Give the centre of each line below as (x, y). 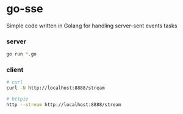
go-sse (25, 9)
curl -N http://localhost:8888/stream (56, 88)
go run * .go (21, 54)
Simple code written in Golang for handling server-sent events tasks (92, 26)
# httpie (17, 99)
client (15, 70)
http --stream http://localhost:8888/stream (64, 105)
